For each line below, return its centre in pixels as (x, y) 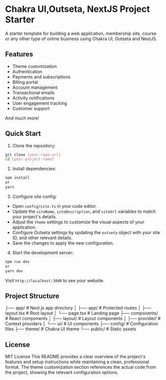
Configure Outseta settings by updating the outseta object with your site (86, 232)
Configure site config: (34, 196)
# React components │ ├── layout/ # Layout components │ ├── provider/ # (83, 318)
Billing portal (25, 82)
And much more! (22, 118)
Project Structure (32, 296)
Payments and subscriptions (41, 77)
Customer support (31, 108)
